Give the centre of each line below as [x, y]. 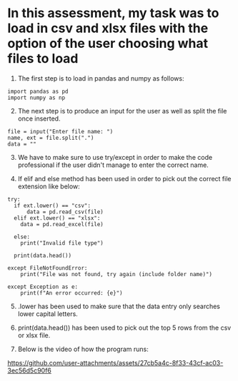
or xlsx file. [34, 335]
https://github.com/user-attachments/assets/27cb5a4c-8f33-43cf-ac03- [115, 362]
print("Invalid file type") [62, 243]
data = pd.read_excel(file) [62, 224]
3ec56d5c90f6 [30, 370]
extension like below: [49, 186]
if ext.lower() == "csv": [53, 205]
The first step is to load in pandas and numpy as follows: [101, 78]
